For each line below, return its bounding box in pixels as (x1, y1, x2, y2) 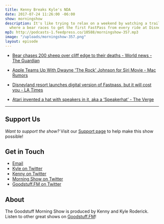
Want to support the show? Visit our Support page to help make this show (5, 128, 154, 134)
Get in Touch (5, 147, 45, 156)
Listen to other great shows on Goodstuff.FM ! (5, 214, 97, 220)
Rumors (12, 72, 28, 78)
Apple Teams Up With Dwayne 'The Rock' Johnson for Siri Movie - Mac (12, 67, 156, 73)
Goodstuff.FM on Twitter (12, 181, 61, 187)
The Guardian (12, 57, 40, 64)
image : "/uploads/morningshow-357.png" (5, 35, 86, 40)
